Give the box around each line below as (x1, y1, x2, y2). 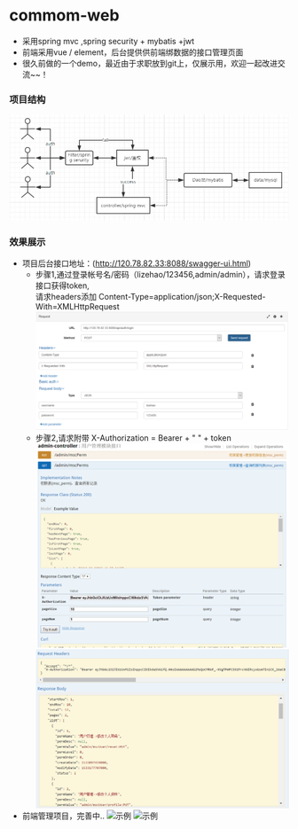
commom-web (9, 5, 120, 26)
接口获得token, (35, 280, 90, 291)
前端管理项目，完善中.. (21, 810, 105, 821)
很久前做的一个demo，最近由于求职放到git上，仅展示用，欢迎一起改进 (21, 58, 278, 68)
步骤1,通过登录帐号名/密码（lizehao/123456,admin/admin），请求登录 (35, 269, 286, 279)
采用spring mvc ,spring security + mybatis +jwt (21, 35, 195, 46)
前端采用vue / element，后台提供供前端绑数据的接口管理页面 (21, 46, 244, 58)
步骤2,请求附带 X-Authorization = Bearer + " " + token (35, 432, 232, 443)
